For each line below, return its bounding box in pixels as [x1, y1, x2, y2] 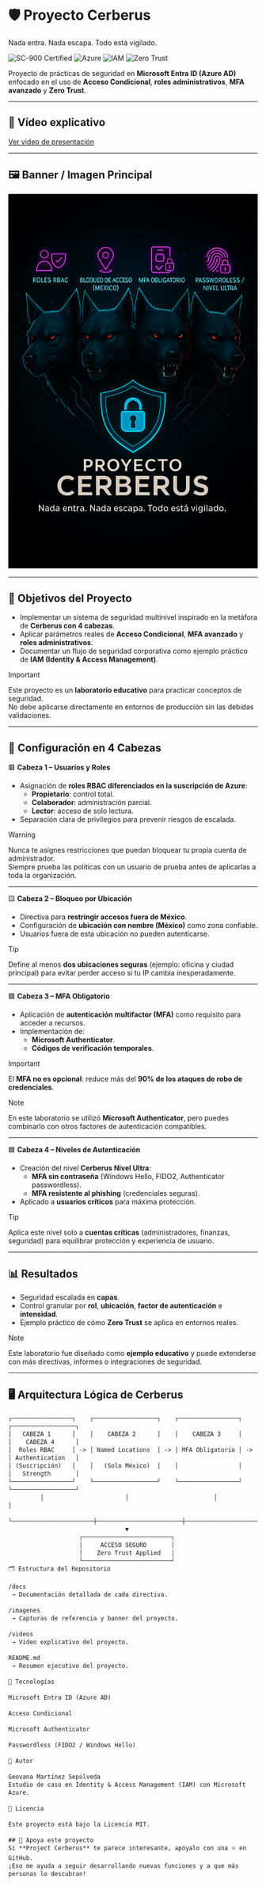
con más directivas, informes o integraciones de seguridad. [8, 1357, 203, 1366]
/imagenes [8, 1606, 41, 1614]
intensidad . [19, 1309, 58, 1319]
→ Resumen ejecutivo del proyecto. [11, 1662, 129, 1670]
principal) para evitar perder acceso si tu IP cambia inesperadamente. [8, 968, 236, 977]
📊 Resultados [8, 1267, 78, 1281]
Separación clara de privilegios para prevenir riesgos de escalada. [19, 814, 236, 824]
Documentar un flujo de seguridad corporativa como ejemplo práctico [19, 647, 248, 656]
